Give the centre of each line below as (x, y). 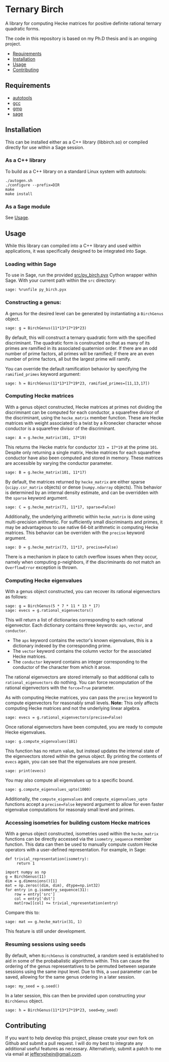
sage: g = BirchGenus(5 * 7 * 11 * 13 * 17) (53, 606)
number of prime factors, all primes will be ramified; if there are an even (80, 353)
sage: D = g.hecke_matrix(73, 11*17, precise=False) (62, 547)
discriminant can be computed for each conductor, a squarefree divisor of (82, 412)
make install (19, 194)
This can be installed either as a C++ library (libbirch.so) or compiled (76, 142)
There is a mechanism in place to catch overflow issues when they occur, (81, 556)
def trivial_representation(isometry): (47, 859)
